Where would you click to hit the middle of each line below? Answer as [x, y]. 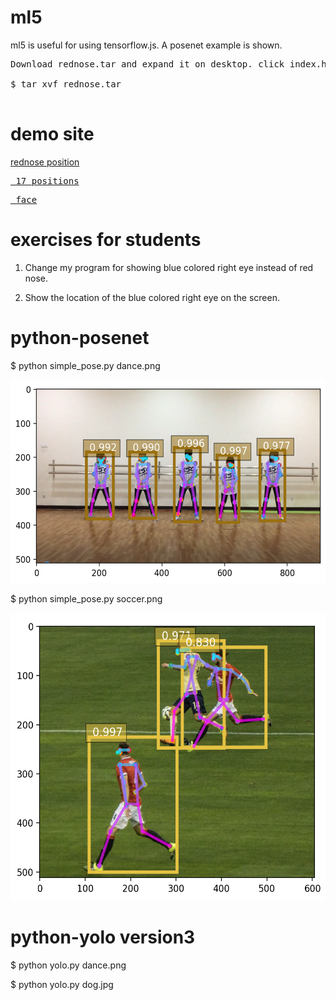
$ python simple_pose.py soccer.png [86, 598]
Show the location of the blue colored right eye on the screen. [152, 297]
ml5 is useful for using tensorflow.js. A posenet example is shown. [146, 45]
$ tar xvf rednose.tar [66, 84]
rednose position [45, 162]
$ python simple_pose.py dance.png [85, 365]
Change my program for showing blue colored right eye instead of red [169, 267]
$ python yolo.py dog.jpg [62, 984]
